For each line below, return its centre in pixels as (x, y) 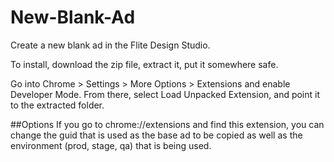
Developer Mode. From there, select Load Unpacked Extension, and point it (165, 94)
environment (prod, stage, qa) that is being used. (111, 145)
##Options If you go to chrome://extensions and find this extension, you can (167, 124)
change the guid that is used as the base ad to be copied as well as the (156, 135)
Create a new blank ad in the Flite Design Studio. (110, 45)
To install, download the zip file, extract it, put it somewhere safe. (144, 64)
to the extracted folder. (57, 105)
